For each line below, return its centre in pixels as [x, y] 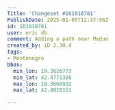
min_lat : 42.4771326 [42, 77]
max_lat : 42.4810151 [42, 90]
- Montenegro [26, 58]
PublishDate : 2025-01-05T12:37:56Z [58, 20]
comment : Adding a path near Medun [58, 39]
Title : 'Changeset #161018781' [52, 13]
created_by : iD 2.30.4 [39, 45]
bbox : [15, 65]
